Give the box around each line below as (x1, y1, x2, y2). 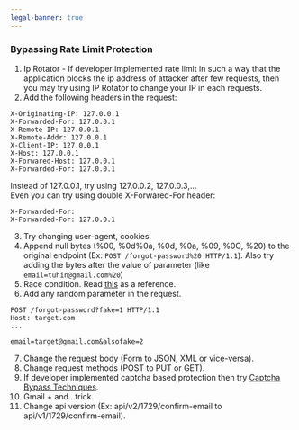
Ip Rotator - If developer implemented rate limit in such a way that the (23, 63, 281, 74)
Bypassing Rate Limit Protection (10, 42, 154, 55)
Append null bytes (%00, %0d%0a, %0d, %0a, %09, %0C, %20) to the (23, 240, 290, 251)
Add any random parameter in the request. (23, 288, 182, 299)
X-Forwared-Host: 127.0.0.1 (10, 157, 116, 166)
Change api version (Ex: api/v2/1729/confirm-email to (23, 400, 222, 411)
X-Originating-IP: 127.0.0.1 (10, 109, 120, 118)
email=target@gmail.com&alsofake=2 (10, 336, 144, 346)
